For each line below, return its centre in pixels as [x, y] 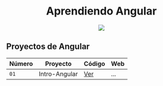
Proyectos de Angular [48, 47]
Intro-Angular [59, 74]
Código [94, 64]
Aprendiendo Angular [101, 11]
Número [21, 64]
